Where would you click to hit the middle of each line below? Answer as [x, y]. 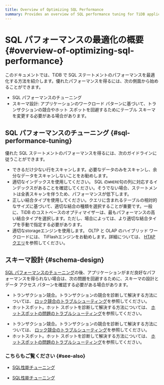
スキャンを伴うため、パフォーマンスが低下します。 [80, 194]
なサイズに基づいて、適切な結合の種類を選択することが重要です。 [78, 206]
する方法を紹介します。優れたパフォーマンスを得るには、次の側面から [80, 81]
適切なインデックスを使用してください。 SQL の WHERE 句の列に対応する [83, 182]
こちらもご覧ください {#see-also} [45, 356]
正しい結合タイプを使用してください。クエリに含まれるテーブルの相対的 [85, 200]
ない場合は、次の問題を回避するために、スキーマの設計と [101, 278]
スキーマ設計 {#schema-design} [55, 260]
